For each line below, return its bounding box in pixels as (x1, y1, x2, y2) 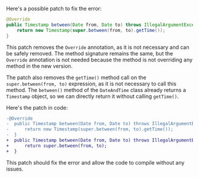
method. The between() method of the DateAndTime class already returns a (6, 86, 187, 93)
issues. (6, 165, 24, 172)
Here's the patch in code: (6, 104, 68, 111)
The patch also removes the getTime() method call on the (6, 74, 147, 81)
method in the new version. (6, 62, 73, 70)
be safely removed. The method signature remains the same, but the (6, 50, 174, 57)
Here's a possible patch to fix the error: (6, 5, 102, 12)
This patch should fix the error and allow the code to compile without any (6, 159, 185, 166)
